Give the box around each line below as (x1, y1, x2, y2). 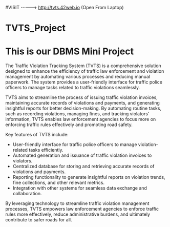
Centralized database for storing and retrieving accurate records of (12, 163, 155, 170)
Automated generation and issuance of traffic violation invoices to (12, 152, 152, 158)
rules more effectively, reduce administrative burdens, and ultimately (5, 211, 150, 217)
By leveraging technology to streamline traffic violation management (5, 200, 150, 207)
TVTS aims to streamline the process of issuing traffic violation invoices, (5, 94, 158, 100)
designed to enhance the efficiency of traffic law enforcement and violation (5, 68, 164, 74)
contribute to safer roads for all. (5, 217, 72, 223)
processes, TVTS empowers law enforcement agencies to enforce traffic (5, 206, 159, 212)
